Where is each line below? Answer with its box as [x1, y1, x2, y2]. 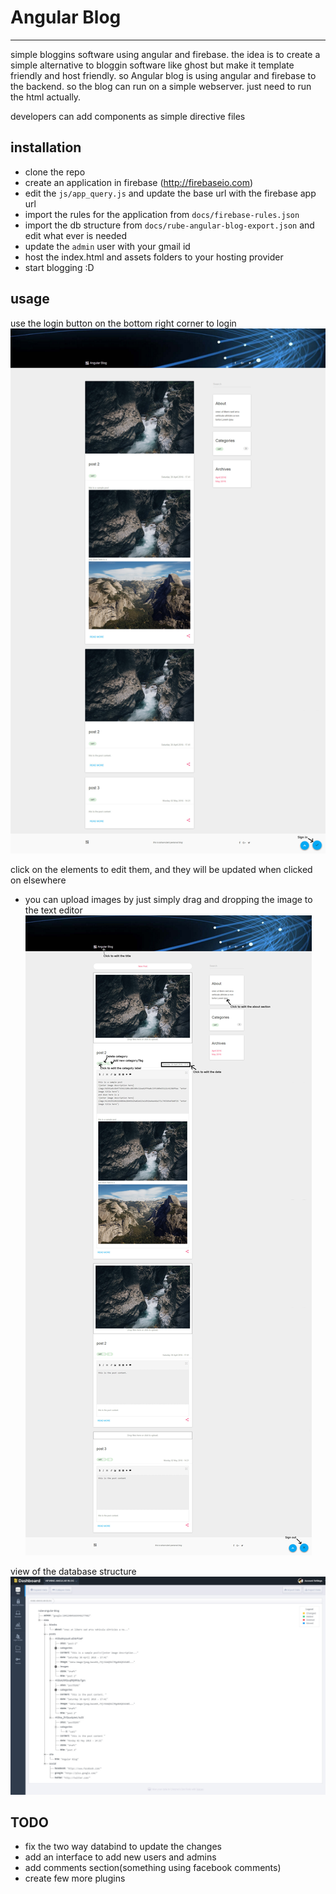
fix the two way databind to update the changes [24, 1841, 222, 1853]
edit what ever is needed [24, 229, 128, 241]
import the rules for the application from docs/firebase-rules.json [24, 208, 300, 220]
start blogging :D [24, 261, 95, 273]
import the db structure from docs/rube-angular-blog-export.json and [24, 219, 315, 231]
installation [10, 139, 82, 156]
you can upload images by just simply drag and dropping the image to [24, 894, 313, 906]
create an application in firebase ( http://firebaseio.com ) [24, 176, 254, 188]
